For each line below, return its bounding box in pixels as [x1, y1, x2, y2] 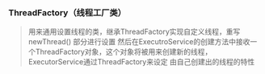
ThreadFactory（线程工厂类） [8, 6, 127, 18]
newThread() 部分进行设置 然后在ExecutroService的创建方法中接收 [27, 37, 250, 47]
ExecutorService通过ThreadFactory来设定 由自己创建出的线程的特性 [27, 57, 255, 67]
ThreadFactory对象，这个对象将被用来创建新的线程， [35, 47, 212, 57]
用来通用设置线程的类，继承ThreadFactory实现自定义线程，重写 [27, 27, 241, 37]
